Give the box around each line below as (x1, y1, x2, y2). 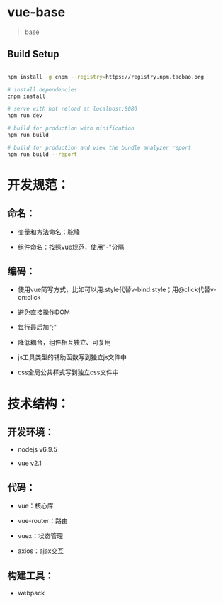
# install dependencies (7, 86, 78, 93)
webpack (17, 589, 45, 598)
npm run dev (7, 112, 42, 119)
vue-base (7, 4, 66, 21)
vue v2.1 (17, 459, 42, 468)
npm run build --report (7, 150, 78, 158)
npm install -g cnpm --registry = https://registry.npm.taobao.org (7, 73, 204, 80)
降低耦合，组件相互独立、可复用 (17, 338, 111, 347)
